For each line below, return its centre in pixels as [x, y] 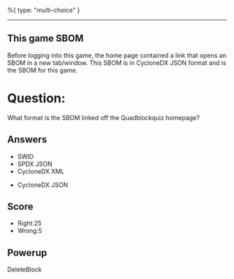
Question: [37, 98]
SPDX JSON [35, 164]
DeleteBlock [25, 270]
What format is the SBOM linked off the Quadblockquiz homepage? [103, 117]
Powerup [27, 253]
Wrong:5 [30, 231]
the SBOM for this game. [42, 70]
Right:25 [29, 223]
